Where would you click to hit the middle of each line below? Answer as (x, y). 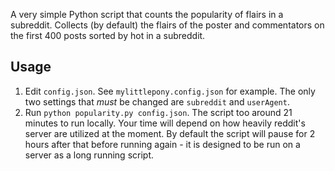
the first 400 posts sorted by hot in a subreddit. (108, 35)
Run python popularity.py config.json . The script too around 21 (158, 112)
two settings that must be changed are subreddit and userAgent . (157, 101)
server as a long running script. (89, 155)
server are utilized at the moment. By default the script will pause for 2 (170, 133)
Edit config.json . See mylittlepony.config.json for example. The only (170, 91)
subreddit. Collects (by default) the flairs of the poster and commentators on (167, 25)
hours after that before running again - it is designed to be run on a (162, 144)
